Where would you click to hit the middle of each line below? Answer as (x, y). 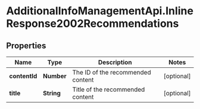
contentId (23, 76)
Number (54, 76)
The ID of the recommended (112, 72)
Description (115, 62)
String (52, 93)
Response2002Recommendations (93, 24)
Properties (26, 46)
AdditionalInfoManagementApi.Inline (100, 11)
